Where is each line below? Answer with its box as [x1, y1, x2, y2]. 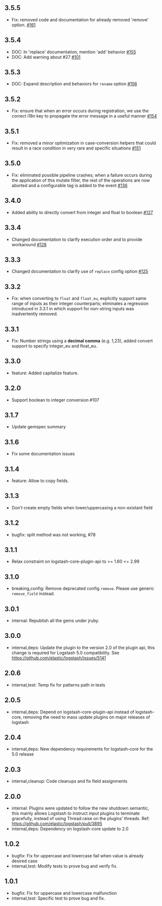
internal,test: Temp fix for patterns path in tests [11, 682, 105, 688]
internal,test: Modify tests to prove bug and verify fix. [11, 863, 118, 869]
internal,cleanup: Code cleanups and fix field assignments [11, 778, 128, 784]
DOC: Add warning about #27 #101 [11, 54, 81, 60]
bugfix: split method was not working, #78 [11, 532, 96, 537]
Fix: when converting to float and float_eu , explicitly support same [11, 296, 147, 302]
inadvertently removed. [11, 311, 58, 317]
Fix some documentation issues [11, 451, 75, 457]
